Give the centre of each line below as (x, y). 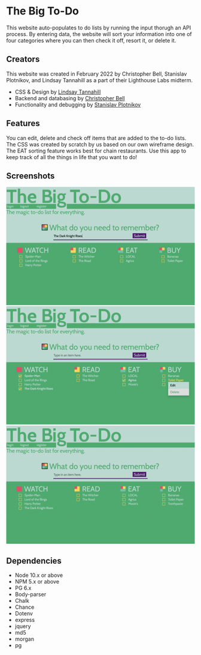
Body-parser (31, 594)
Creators (23, 59)
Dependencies (34, 560)
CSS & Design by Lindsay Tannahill (58, 92)
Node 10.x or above (39, 575)
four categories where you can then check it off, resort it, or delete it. (91, 40)
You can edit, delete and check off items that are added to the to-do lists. (96, 138)
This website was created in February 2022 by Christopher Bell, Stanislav (97, 74)
